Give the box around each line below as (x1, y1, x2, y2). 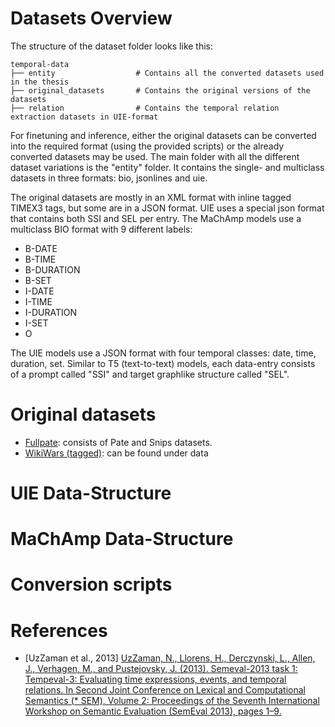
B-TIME (24, 253, 57, 265)
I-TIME (24, 295, 53, 307)
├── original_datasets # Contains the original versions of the (10, 85, 311, 96)
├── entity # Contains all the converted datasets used (10, 68, 325, 78)
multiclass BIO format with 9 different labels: (10, 223, 193, 235)
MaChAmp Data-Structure (10, 528, 234, 551)
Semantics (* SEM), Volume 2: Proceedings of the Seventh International (24, 695, 320, 707)
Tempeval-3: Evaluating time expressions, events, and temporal (24, 673, 287, 686)
